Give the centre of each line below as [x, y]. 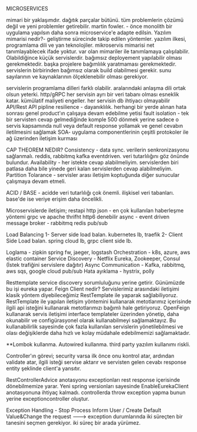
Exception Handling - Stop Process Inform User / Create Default [84, 410]
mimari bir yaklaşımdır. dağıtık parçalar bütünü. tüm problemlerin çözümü [95, 20]
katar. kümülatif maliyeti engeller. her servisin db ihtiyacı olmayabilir [88, 101]
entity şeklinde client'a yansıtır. [44, 368]
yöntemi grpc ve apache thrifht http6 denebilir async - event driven [88, 217]
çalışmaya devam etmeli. [36, 181]
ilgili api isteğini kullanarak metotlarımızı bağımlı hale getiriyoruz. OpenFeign [98, 308]
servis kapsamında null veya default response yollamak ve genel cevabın [95, 126]
